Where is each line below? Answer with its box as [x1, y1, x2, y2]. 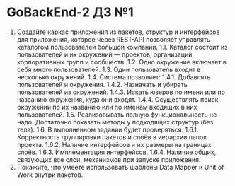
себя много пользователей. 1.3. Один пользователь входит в [16, 65, 201, 74]
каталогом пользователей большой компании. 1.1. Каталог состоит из [16, 42, 228, 51]
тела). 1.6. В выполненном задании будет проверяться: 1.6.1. [16, 125, 199, 134]
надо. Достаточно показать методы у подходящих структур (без [16, 117, 214, 126]
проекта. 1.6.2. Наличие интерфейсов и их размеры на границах [16, 140, 212, 149]
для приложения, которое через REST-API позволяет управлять [16, 35, 210, 43]
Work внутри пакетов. [16, 170, 84, 179]
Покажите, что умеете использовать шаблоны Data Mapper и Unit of [16, 163, 224, 171]
